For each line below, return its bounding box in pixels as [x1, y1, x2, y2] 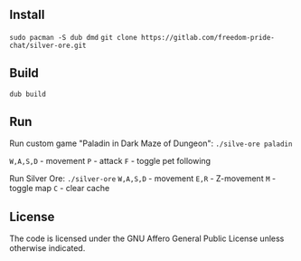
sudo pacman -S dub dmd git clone [9, 33, 137, 42]
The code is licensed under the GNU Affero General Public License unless [9, 233, 285, 244]
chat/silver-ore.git [9, 41, 88, 50]
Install [9, 7, 45, 23]
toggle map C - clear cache [9, 183, 110, 194]
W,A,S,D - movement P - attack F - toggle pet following [9, 156, 211, 167]
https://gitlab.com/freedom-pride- [141, 33, 276, 42]
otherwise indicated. [9, 243, 86, 254]
